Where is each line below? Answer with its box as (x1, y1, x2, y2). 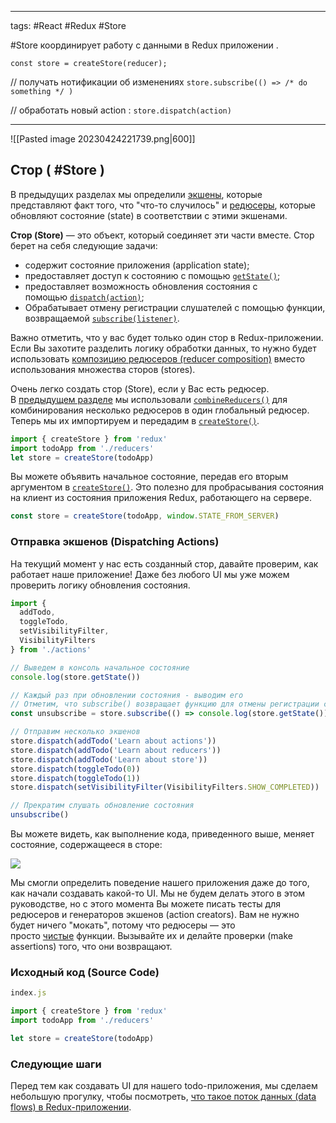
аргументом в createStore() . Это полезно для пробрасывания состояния (10, 481, 325, 493)
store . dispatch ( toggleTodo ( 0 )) (10, 764, 141, 774)
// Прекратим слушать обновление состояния (10, 801, 195, 811)
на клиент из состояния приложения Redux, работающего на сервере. (10, 492, 312, 504)
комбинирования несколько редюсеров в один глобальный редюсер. (10, 404, 310, 416)
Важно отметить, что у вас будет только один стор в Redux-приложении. (10, 331, 324, 343)
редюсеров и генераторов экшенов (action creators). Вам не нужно (10, 909, 300, 921)
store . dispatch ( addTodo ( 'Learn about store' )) (10, 754, 208, 765)
